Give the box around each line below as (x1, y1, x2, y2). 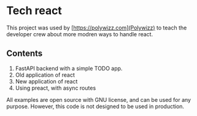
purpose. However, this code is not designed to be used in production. (6, 102, 185, 110)
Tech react (6, 4, 63, 18)
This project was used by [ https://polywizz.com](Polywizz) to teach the (6, 24, 187, 31)
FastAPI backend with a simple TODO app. (15, 64, 123, 72)
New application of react (15, 77, 78, 85)
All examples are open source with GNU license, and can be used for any (6, 96, 191, 103)
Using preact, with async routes (15, 84, 96, 91)
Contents (6, 48, 43, 59)
